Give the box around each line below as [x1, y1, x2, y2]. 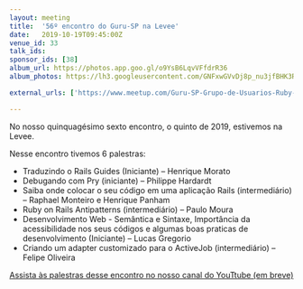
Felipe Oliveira [22, 252, 76, 263]
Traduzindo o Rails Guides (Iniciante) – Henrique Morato [22, 165, 231, 176]
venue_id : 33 [9, 38, 59, 48]
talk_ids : [9, 47, 47, 56]
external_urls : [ [9, 88, 75, 98]
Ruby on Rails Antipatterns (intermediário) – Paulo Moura [22, 204, 234, 215]
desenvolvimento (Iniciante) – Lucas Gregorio [22, 232, 192, 244]
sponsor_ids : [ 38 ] [9, 55, 78, 64]
